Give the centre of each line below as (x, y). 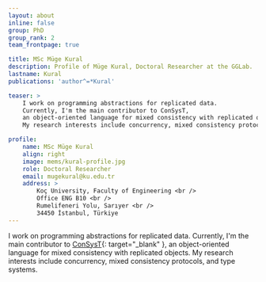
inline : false (32, 23)
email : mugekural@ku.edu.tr (68, 176)
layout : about (32, 15)
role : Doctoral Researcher (67, 169)
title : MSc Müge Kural (46, 59)
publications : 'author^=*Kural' (61, 81)
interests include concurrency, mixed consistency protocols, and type (122, 261)
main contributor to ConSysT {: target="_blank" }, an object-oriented (119, 244)
